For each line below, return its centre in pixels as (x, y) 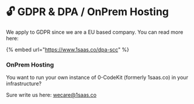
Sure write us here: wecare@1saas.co (51, 95)
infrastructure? (24, 84)
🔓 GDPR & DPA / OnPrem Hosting (88, 12)
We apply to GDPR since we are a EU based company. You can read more (95, 32)
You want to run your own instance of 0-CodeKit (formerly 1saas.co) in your (97, 78)
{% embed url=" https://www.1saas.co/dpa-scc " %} (68, 49)
